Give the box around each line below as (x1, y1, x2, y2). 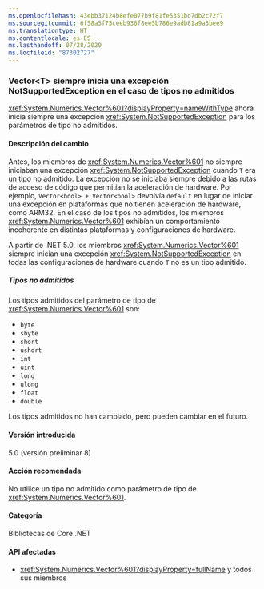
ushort (19, 347, 42, 355)
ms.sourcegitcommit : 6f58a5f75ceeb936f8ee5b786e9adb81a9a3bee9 (8, 19, 224, 27)
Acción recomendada (8, 466, 82, 476)
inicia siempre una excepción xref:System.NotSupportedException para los (8, 112, 256, 122)
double (19, 398, 42, 406)
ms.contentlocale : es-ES (8, 34, 91, 42)
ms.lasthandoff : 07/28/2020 (8, 42, 102, 50)
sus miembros (19, 573, 67, 583)
